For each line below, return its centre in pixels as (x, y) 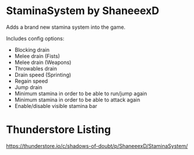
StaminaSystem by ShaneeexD (83, 11)
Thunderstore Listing (59, 130)
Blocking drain (32, 50)
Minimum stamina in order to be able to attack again (77, 100)
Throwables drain (36, 68)
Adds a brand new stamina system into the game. (66, 27)
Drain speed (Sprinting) (43, 75)
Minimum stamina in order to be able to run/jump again (81, 93)
